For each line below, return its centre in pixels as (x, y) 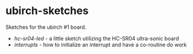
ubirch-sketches (47, 11)
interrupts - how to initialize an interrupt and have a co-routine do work (100, 45)
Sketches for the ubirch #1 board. (46, 27)
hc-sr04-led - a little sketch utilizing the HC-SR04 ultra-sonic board (97, 38)
